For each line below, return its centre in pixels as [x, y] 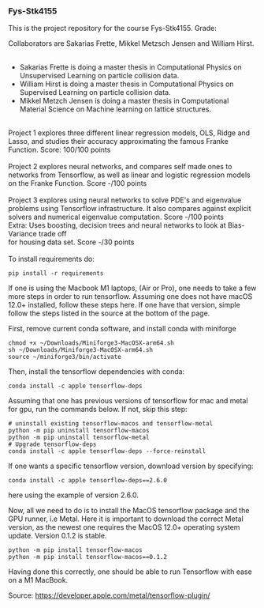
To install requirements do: [51, 259]
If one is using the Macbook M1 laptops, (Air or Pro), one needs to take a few [132, 288]
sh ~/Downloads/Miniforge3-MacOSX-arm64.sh [81, 350]
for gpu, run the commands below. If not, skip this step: [98, 410]
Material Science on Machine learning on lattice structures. [115, 109]
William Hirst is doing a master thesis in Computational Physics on [126, 84]
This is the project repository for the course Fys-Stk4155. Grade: [112, 28]
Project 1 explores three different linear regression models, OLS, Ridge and [129, 133]
